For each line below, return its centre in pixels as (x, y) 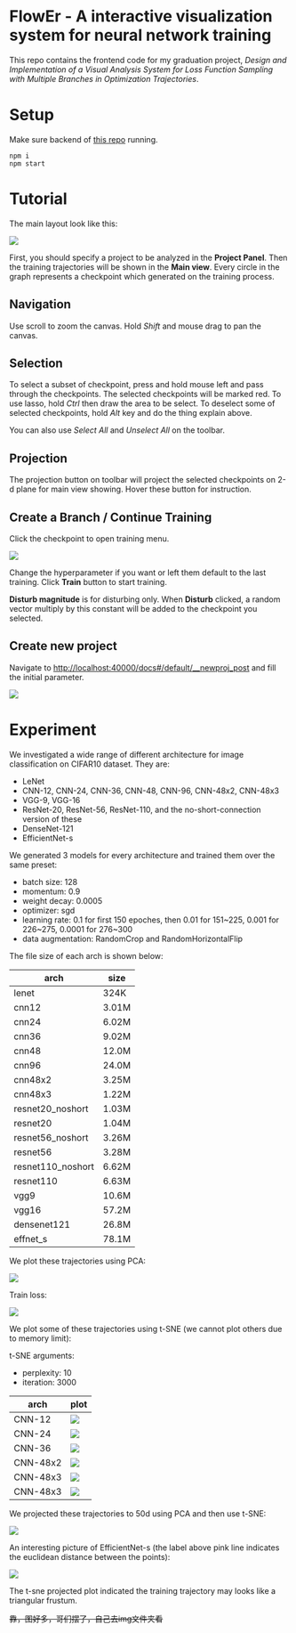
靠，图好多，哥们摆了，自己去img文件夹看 (86, 1619)
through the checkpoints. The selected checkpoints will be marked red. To (145, 394)
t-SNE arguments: (42, 1355)
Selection (36, 364)
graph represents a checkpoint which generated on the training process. (142, 276)
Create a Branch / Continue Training (111, 517)
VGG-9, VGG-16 (51, 800)
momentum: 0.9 (51, 891)
